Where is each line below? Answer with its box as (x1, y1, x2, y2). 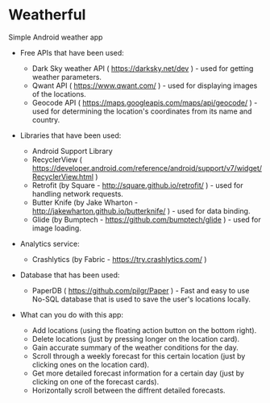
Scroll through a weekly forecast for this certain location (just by (31, 351, 246, 360)
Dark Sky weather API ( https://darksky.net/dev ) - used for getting (31, 63, 254, 73)
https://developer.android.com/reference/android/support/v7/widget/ (31, 163, 263, 172)
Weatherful (8, 6, 86, 24)
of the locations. (31, 89, 86, 98)
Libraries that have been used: (19, 131, 122, 140)
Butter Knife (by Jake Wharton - (31, 197, 139, 207)
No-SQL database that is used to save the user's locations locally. (31, 294, 251, 304)
